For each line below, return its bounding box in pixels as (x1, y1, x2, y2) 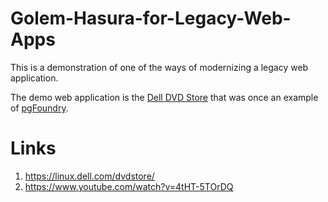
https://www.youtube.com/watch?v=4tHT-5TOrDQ (24, 180, 234, 192)
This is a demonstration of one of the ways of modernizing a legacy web (10, 61, 309, 73)
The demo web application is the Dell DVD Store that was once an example (10, 91, 319, 103)
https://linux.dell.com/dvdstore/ (24, 170, 155, 182)
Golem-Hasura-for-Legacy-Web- (10, 7, 292, 30)
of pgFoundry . (10, 102, 69, 114)
